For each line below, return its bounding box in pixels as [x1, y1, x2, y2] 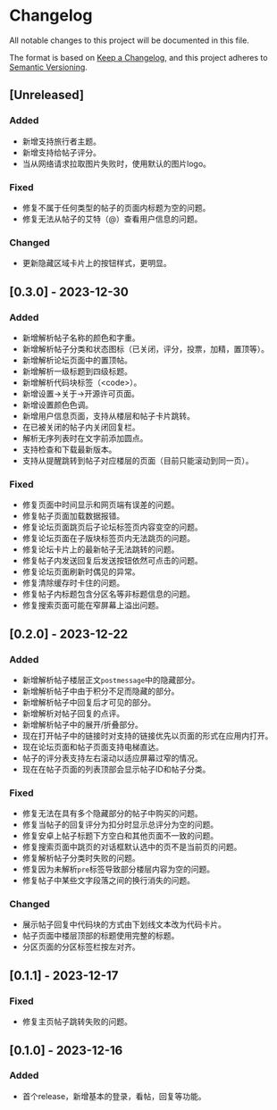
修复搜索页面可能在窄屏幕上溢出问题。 [21, 600, 164, 611]
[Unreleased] [9, 88, 85, 103]
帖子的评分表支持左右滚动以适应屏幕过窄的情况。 [21, 752, 203, 764]
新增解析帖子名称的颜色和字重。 [21, 332, 140, 343]
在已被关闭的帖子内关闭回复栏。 [21, 421, 140, 432]
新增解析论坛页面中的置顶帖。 [21, 355, 132, 365]
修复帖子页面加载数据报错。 [21, 511, 125, 522]
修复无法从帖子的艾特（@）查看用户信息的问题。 [21, 213, 203, 224]
